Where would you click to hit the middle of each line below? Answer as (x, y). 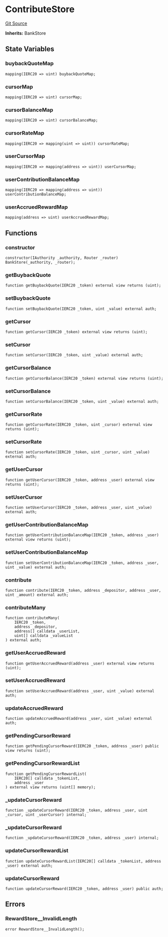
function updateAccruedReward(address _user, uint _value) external (79, 719)
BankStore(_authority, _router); (40, 262)
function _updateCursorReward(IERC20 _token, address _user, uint (76, 810)
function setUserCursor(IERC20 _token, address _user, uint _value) (79, 508)
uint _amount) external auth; (37, 595)
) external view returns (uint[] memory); (50, 787)
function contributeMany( (32, 618)
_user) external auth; (29, 866)
